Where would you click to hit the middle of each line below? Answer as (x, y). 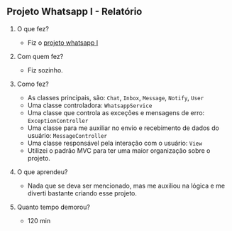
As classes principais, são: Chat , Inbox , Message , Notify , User (116, 97)
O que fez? (33, 28)
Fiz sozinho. (45, 70)
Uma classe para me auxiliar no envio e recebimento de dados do (123, 128)
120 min (39, 220)
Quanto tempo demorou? (53, 207)
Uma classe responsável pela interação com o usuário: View (115, 143)
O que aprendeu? (42, 172)
